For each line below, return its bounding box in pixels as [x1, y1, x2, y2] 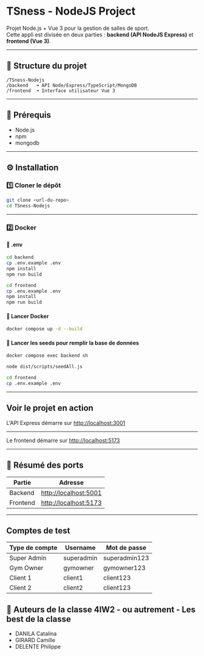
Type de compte [9, 544, 58, 552]
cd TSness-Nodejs [6, 203, 50, 209]
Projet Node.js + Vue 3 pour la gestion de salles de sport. [6, 24, 150, 32]
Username [64, 544, 96, 552]
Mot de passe [106, 544, 147, 552]
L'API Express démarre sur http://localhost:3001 [6, 419, 126, 426]
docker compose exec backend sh [6, 352, 88, 359]
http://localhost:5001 [41, 488, 102, 497]
